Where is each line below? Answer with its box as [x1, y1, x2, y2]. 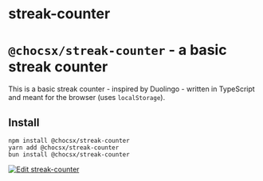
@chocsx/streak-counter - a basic [8, 41, 227, 60]
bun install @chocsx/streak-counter [8, 150, 130, 159]
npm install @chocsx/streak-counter [8, 137, 130, 144]
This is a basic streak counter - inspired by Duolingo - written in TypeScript [8, 84, 255, 94]
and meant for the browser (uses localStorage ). [8, 93, 166, 102]
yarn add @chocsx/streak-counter [8, 144, 120, 152]
